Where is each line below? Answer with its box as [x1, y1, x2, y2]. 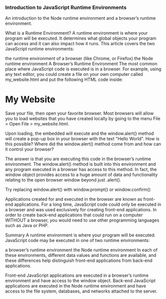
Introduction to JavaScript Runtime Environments [5, 4, 127, 11]
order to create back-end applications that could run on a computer [5, 212, 143, 218]
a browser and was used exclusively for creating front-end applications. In [5, 207, 157, 213]
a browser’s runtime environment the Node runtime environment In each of [5, 247, 158, 253]
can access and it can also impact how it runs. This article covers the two [5, 41, 155, 47]
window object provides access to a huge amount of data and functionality [5, 172, 158, 178]
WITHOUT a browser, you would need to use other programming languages [5, 217, 160, 223]
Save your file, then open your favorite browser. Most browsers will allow [5, 111, 154, 117]
